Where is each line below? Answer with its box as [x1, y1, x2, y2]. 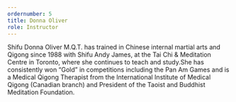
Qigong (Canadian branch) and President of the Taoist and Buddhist [7, 81, 206, 89]
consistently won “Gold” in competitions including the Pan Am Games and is [7, 65, 230, 74]
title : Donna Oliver [7, 17, 69, 24]
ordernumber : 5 [7, 10, 52, 18]
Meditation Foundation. [7, 88, 75, 96]
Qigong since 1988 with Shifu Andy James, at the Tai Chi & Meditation [7, 50, 211, 59]
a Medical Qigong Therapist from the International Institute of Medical [7, 73, 211, 81]
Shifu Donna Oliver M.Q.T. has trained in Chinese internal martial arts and [7, 43, 221, 52]
